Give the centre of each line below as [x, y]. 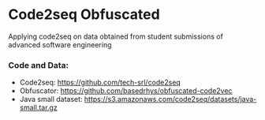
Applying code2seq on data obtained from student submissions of [116, 36]
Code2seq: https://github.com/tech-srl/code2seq [100, 82]
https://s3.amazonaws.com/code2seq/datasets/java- [170, 99]
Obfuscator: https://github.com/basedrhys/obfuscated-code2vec [126, 91]
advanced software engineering [60, 44]
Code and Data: [39, 65]
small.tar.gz [38, 107]
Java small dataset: [51, 99]
